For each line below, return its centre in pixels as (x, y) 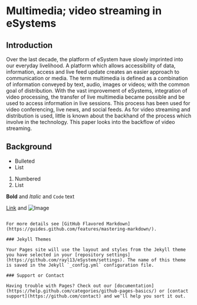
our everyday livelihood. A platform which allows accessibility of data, (91, 65)
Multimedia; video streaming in (84, 11)
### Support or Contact (35, 276)
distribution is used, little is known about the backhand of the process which (99, 116)
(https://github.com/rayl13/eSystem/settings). (66, 260)
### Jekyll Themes (29, 239)
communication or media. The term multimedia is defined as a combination (97, 78)
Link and (17, 208)
